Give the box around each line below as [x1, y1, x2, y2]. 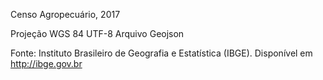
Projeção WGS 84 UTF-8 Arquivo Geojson [10, 28, 185, 39]
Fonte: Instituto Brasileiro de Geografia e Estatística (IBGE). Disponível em [10, 47, 313, 59]
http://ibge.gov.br [10, 58, 83, 69]
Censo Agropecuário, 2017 [10, 9, 121, 20]
